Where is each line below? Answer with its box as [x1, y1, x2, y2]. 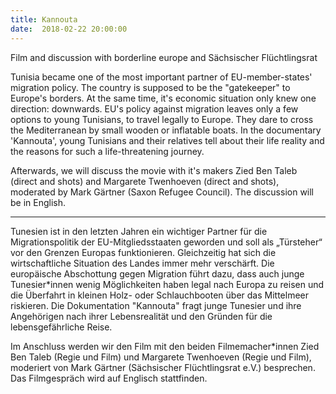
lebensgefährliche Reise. [10, 321, 113, 333]
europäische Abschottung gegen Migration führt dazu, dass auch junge [10, 267, 305, 280]
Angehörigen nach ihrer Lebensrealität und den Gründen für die [10, 310, 273, 322]
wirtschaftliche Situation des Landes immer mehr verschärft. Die [10, 257, 275, 269]
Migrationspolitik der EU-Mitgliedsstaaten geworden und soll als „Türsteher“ [10, 236, 323, 248]
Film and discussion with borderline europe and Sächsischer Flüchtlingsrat [10, 51, 318, 63]
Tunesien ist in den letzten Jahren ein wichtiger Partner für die [10, 225, 268, 237]
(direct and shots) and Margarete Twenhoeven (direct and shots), [10, 175, 280, 187]
